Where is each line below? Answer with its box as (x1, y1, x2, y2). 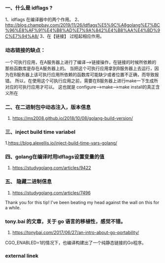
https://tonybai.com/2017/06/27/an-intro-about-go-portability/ (12, 229, 139, 236)
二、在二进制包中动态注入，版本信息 (5, 104, 91, 110)
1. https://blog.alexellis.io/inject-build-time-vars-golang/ (5, 140, 117, 146)
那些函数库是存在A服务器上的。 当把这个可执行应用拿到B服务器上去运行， (5, 65, 155, 71)
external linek (5, 253, 38, 259)
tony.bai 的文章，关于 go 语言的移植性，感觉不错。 (5, 218, 126, 225)
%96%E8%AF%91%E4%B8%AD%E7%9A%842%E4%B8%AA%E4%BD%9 (5, 27, 160, 33)
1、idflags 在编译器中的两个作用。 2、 (5, 16, 82, 23)
